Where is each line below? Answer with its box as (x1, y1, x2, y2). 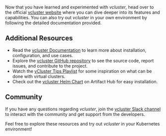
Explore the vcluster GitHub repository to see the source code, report (12, 58, 154, 64)
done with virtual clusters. (12, 73, 65, 79)
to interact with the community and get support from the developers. (5, 111, 145, 117)
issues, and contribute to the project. (12, 63, 88, 68)
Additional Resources (5, 34, 73, 42)
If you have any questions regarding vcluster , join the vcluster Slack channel (5, 106, 161, 112)
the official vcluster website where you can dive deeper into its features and (5, 9, 160, 15)
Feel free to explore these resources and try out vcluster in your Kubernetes (5, 121, 160, 127)
